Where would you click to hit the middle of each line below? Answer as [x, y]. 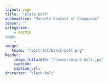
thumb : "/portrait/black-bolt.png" [48, 50]
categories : [17, 28]
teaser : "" [16, 23]
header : [13, 55]
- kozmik [23, 32]
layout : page [18, 10]
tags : [11, 37]
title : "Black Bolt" [27, 14]
